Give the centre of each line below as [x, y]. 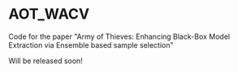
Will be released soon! [45, 61]
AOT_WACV [49, 14]
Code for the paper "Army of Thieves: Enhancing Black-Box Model [119, 36]
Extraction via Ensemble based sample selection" [91, 44]
